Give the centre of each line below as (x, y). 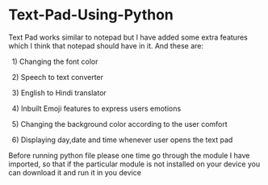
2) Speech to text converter (57, 77)
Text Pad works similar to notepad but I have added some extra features (128, 37)
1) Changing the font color (55, 61)
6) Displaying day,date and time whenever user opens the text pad (122, 140)
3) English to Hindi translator (59, 92)
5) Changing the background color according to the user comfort (119, 124)
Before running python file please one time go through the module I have (129, 155)
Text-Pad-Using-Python (91, 15)
